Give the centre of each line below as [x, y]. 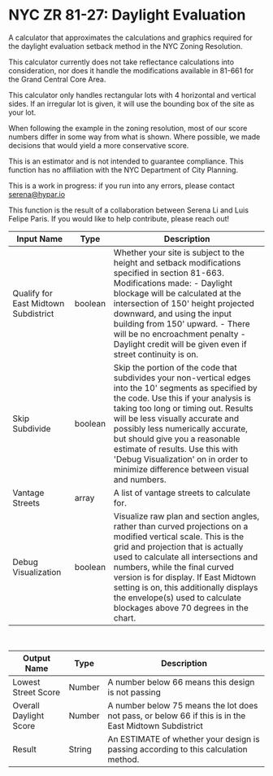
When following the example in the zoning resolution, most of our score [128, 128]
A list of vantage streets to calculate [182, 493]
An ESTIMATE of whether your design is [184, 739]
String [80, 749]
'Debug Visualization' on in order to [181, 459]
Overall [26, 705]
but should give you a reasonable [177, 439]
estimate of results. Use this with [175, 449]
